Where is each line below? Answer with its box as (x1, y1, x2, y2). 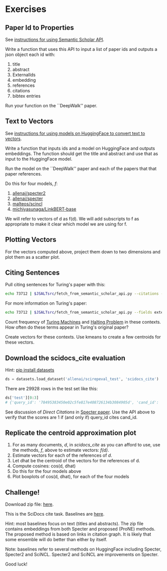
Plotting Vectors (5, 235, 57, 244)
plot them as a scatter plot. (5, 254, 60, 260)
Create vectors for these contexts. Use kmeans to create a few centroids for (5, 334, 161, 340)
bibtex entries (12, 93, 41, 99)
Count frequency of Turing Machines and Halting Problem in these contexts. (5, 319, 162, 325)
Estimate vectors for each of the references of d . (12, 452, 112, 458)
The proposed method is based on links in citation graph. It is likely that (5, 531, 152, 537)
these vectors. (5, 339, 35, 345)
